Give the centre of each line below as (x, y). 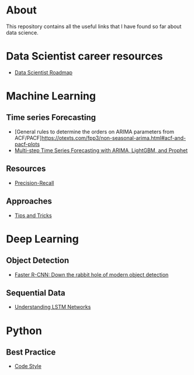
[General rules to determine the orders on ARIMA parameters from (94, 132)
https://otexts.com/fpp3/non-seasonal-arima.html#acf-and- (114, 137)
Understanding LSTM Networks (53, 307)
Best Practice (31, 352)
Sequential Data (36, 293)
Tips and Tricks (33, 215)
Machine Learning (51, 96)
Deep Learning (42, 239)
